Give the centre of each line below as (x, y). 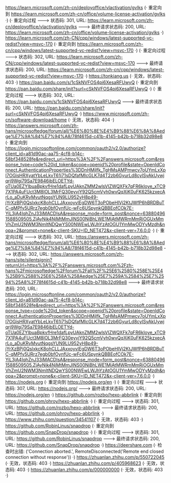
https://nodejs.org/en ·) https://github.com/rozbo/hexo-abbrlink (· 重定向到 (84, 395)
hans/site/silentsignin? (29, 260)
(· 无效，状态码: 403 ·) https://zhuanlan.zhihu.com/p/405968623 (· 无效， (83, 463)
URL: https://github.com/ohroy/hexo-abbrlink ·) (55, 413)
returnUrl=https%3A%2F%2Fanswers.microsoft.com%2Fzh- (69, 265)
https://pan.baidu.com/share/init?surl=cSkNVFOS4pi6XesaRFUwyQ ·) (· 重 (84, 89)
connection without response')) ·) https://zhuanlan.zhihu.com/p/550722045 (85, 457)
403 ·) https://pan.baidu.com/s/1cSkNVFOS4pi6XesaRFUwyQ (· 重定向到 (82, 82)
